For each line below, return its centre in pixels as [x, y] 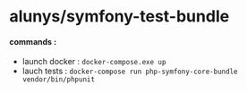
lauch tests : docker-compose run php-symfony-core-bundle [130, 71]
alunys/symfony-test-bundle [119, 17]
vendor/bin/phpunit [59, 80]
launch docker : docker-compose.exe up [94, 62]
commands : [33, 41]
